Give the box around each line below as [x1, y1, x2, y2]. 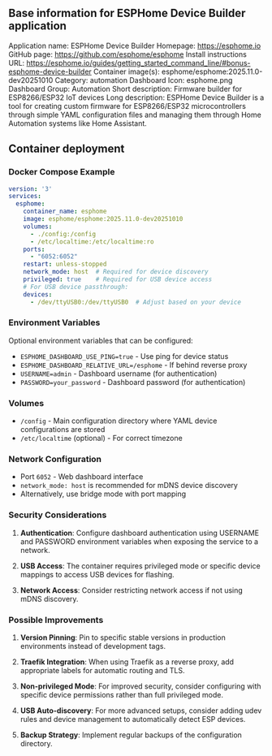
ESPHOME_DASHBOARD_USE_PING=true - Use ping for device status [19, 351, 229, 361]
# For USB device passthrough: [23, 283, 129, 291]
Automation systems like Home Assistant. [8, 118, 148, 128]
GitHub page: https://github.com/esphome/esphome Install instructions [8, 49, 248, 59]
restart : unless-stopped [23, 260, 107, 269]
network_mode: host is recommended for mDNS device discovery [19, 481, 238, 490]
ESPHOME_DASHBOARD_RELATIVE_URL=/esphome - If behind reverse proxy [19, 360, 248, 369]
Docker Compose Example [8, 166, 115, 178]
